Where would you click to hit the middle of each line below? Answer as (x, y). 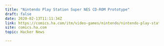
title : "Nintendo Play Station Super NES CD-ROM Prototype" (68, 9)
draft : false (18, 14)
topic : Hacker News (25, 32)
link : (10, 23)
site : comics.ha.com (26, 28)
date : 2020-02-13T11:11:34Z (34, 18)
